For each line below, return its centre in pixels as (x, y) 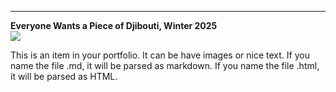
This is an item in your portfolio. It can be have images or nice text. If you (160, 55)
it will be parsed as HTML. (64, 76)
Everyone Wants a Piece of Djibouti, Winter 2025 (114, 25)
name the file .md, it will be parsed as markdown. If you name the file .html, (165, 65)
